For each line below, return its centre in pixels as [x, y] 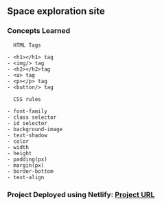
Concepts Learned [39, 31]
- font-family [27, 111]
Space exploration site [56, 11]
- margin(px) [26, 165]
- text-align [26, 177]
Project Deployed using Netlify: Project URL [81, 194]
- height [20, 153]
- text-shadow [27, 135]
